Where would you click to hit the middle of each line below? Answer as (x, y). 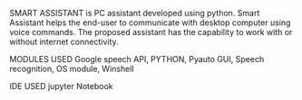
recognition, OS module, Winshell (72, 68)
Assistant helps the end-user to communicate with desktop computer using (150, 23)
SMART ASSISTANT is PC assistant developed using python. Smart (135, 13)
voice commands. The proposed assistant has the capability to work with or (151, 32)
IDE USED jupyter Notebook (61, 86)
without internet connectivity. (64, 41)
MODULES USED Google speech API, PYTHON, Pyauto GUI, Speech (137, 59)
